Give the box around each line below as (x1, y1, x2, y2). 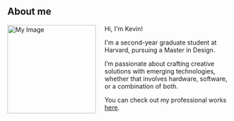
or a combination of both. (105, 81, 179, 91)
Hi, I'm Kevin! (105, 24, 144, 33)
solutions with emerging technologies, (105, 67, 216, 75)
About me (7, 6, 52, 18)
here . (105, 103, 120, 112)
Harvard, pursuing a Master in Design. (105, 45, 216, 54)
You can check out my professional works (105, 96, 227, 104)
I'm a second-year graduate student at (105, 38, 217, 47)
